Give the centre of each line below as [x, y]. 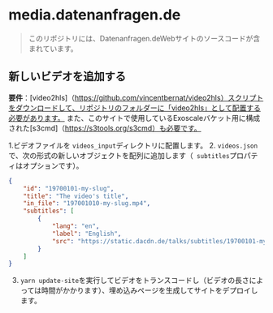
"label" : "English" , [87, 234]
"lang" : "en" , [76, 226]
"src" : [63, 241]
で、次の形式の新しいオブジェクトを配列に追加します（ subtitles [119, 155]
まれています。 [53, 48]
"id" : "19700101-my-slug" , [69, 188]
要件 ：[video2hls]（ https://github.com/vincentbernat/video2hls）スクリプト [136, 97]
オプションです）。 [53, 165]
